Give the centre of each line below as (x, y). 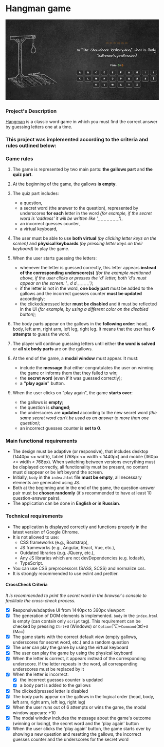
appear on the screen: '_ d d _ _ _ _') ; (56, 283)
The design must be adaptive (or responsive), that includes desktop (80, 451)
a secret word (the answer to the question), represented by (79, 208)
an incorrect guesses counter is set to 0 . (61, 428)
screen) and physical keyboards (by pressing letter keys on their (78, 244)
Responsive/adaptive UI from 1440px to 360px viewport (69, 610)
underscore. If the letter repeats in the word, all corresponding (75, 664)
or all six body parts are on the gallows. (53, 349)
